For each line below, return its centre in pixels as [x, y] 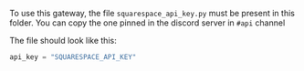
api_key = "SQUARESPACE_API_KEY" [73, 57]
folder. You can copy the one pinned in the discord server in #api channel [147, 23]
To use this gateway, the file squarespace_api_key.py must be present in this [152, 13]
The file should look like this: [63, 41]
